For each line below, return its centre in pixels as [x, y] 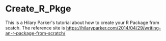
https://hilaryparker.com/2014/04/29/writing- [114, 27]
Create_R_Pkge [38, 9]
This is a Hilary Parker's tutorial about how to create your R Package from [82, 22]
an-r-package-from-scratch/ [35, 33]
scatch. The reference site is [35, 27]
